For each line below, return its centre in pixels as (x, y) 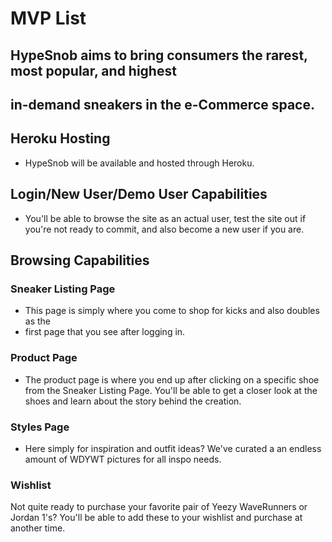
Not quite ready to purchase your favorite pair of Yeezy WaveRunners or (159, 507)
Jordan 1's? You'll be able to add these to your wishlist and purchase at (156, 518)
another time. (38, 528)
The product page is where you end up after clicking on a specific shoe (172, 379)
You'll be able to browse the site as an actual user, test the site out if (165, 218)
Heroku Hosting (60, 138)
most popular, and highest (93, 70)
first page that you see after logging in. (105, 332)
